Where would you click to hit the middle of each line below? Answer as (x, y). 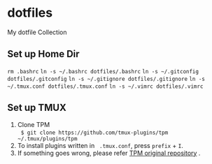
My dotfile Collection (37, 32)
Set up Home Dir (43, 54)
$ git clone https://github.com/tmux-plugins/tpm (94, 133)
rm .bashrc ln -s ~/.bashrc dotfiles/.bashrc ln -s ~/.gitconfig (103, 71)
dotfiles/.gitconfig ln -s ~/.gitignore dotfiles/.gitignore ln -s (106, 79)
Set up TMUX (37, 108)
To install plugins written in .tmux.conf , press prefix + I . (100, 145)
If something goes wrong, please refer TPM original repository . (109, 153)
